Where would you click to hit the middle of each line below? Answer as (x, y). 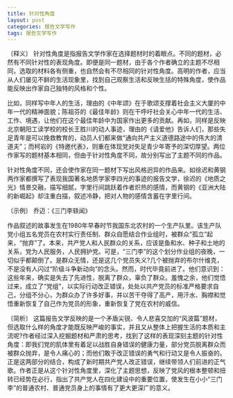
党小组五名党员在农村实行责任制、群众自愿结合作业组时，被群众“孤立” (107, 234)
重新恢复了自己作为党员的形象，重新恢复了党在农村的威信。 (98, 304)
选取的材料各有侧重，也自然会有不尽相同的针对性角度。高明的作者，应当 (122, 71)
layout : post (26, 20)
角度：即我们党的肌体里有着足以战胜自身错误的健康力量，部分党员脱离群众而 (116, 345)
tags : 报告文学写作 (32, 33)
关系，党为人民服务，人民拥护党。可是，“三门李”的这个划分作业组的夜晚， (113, 251)
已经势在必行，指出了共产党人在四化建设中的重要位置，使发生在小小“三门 (118, 379)
